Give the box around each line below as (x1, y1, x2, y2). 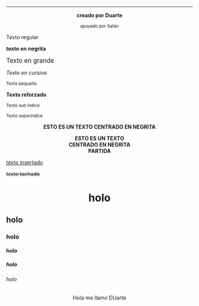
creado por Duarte (76, 12, 123, 18)
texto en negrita (6, 45, 46, 52)
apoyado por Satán (79, 23, 119, 29)
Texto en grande (6, 57, 54, 65)
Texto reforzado (6, 91, 47, 98)
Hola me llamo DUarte (72, 294, 127, 301)
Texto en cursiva (6, 69, 47, 76)
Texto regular (6, 34, 39, 40)
